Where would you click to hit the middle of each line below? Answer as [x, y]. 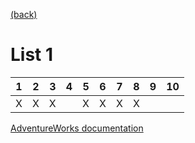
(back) [24, 14]
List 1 [32, 55]
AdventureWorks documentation [77, 128]
